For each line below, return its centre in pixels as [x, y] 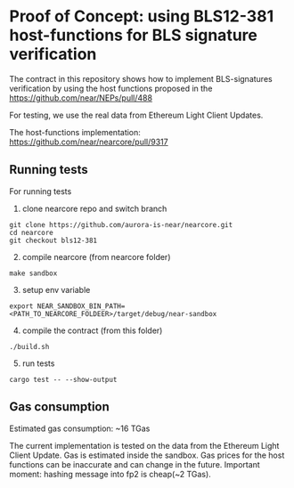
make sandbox [33, 273]
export [21, 306]
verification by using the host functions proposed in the [111, 88]
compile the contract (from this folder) [92, 330]
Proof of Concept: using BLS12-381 [142, 16]
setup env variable [56, 289]
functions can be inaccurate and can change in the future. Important [135, 464]
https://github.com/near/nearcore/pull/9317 [89, 142]
